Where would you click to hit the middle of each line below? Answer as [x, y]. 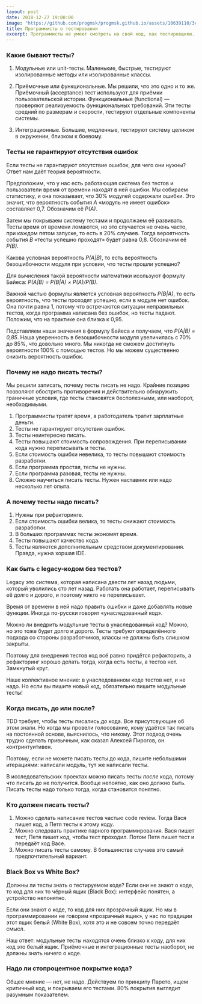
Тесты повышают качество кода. [57, 540]
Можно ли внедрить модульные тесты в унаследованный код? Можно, [98, 624]
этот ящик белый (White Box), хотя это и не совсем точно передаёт [93, 922]
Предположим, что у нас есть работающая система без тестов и [90, 183]
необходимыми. [27, 404]
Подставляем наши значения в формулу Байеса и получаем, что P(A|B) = [101, 331]
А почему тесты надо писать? [53, 502]
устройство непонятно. [36, 898]
